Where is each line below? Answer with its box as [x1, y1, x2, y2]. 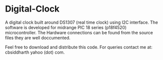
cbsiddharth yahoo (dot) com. [5, 49, 65, 55]
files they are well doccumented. [5, 35, 71, 41]
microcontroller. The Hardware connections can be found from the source [5, 30, 153, 35]
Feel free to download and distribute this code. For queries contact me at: [5, 44, 152, 50]
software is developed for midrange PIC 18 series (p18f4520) [5, 24, 127, 30]
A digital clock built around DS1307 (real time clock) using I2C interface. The [5, 19, 158, 25]
